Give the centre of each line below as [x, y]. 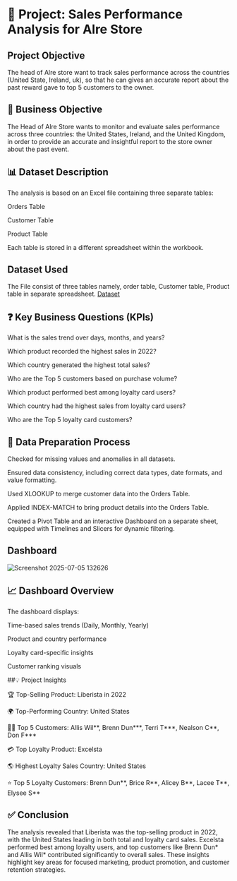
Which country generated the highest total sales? [79, 365]
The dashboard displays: [43, 611]
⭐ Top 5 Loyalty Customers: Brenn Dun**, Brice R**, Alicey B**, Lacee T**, [119, 782]
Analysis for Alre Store [75, 29]
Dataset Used [38, 270]
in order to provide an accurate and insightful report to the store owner [110, 141]
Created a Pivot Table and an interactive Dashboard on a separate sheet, [113, 521]
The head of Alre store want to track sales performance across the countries [119, 72]
